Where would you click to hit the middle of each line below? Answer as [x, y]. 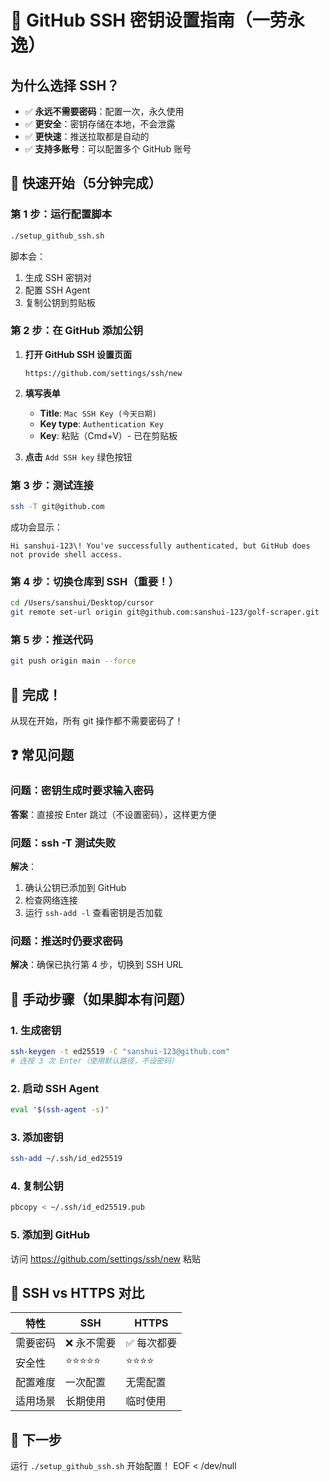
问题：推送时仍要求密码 [66, 941]
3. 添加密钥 [37, 1137]
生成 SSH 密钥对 [58, 277]
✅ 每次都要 [151, 1343]
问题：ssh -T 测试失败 [63, 843]
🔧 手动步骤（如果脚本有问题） [101, 999]
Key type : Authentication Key [101, 423]
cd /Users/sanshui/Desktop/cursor [82, 603]
